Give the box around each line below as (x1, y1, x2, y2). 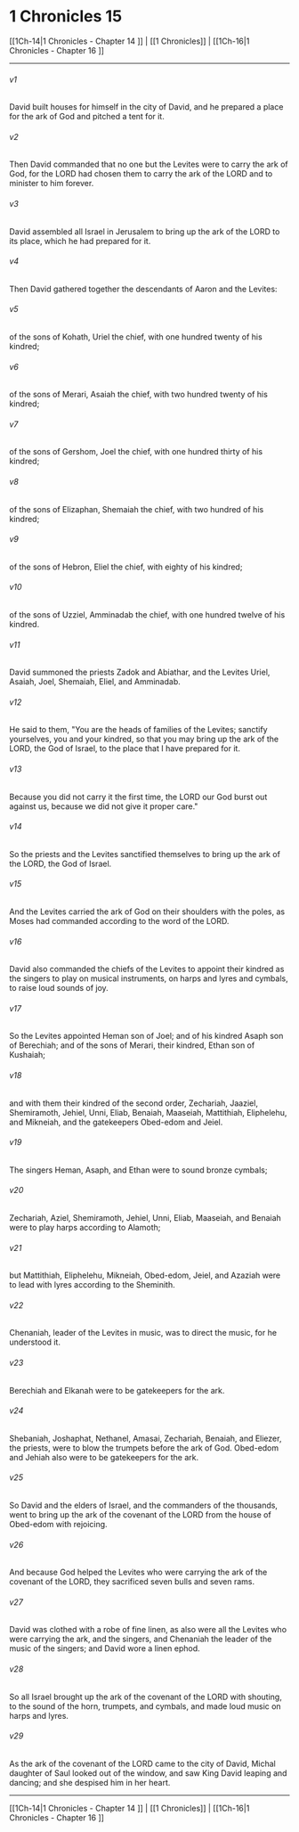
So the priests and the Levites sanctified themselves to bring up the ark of (9, 848, 280, 859)
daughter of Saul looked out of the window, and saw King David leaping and (9, 1767, 287, 1779)
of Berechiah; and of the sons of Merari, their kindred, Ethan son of (9, 1040, 255, 1051)
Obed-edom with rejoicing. (9, 1519, 109, 1530)
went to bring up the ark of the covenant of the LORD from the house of (9, 1509, 271, 1520)
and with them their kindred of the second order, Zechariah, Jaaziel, (9, 1098, 258, 1108)
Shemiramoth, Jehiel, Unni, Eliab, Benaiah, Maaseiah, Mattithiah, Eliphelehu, (9, 1107, 287, 1117)
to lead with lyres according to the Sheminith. (9, 1280, 175, 1290)
